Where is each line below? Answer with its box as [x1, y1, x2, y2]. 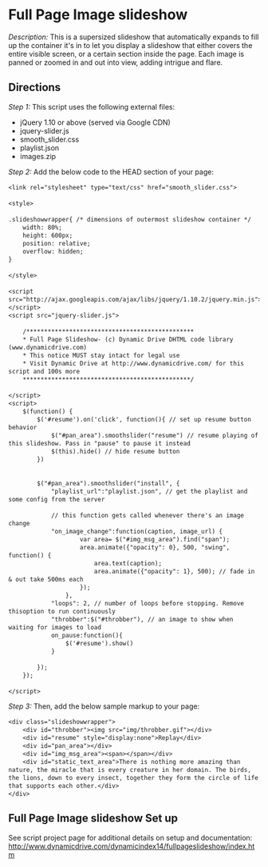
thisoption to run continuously [8, 607, 116, 615]
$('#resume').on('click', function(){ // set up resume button [37, 415, 251, 423]
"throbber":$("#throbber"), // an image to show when [50, 615, 234, 623]
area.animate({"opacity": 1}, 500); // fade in [93, 567, 255, 575]
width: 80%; [22, 223, 62, 231]
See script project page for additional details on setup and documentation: [8, 833, 253, 842]
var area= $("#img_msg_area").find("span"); [79, 535, 230, 543]
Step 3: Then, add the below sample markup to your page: [8, 701, 200, 711]
